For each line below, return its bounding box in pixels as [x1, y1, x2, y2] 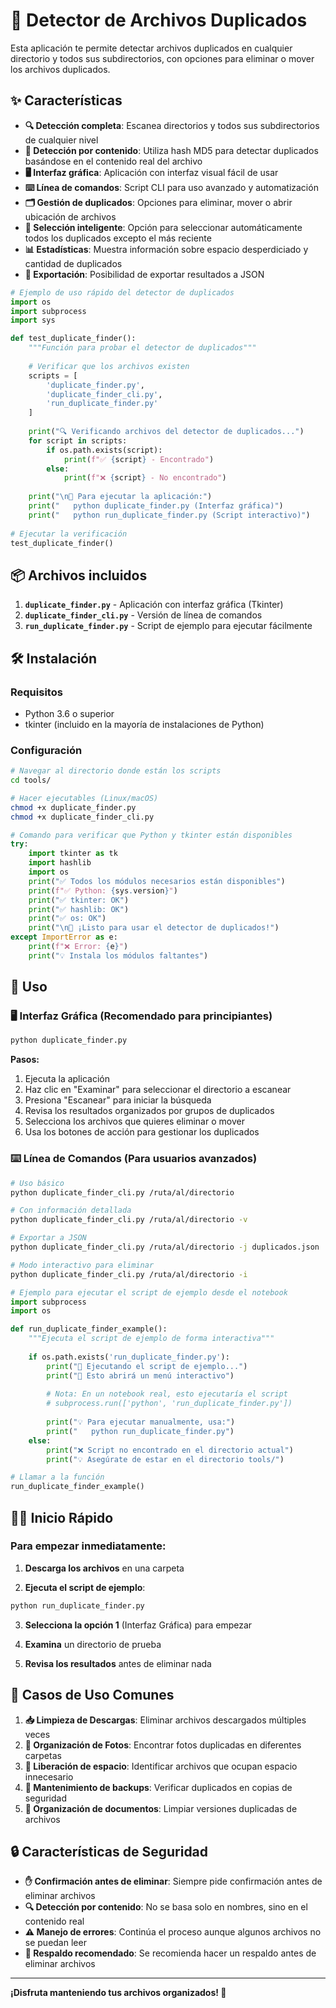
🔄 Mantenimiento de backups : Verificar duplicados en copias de [24, 1781, 293, 1793]
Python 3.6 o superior [24, 707, 115, 719]
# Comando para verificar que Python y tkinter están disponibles [10, 830, 293, 840]
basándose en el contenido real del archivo [24, 155, 203, 167]
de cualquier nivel [24, 134, 99, 146]
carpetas [24, 1749, 62, 1761]
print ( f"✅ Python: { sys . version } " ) [28, 885, 178, 896]
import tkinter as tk [28, 849, 118, 859]
